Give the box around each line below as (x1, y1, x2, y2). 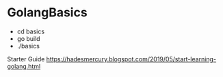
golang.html (7, 62, 41, 70)
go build (16, 34, 40, 42)
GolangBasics (7, 5, 88, 20)
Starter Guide (7, 55, 45, 63)
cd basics (16, 27, 45, 35)
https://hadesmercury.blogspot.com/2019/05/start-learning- (46, 55, 217, 63)
